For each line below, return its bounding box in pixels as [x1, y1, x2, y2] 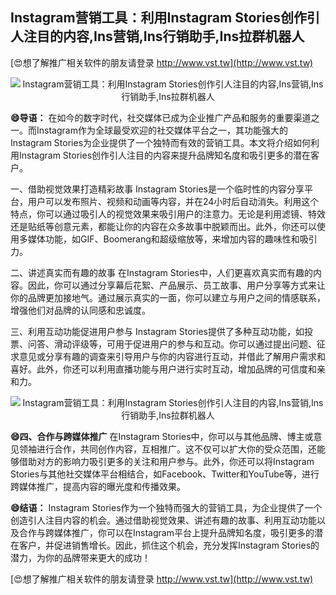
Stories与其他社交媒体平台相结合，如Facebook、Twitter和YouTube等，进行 [10, 468, 320, 480]
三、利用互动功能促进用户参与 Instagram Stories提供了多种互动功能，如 [10, 325, 305, 337]
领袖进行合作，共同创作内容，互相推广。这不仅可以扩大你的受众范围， [18, 443, 308, 455]
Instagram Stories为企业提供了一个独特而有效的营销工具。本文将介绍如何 [10, 136, 312, 148]
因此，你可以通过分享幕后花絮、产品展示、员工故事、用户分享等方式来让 [27, 279, 326, 291]
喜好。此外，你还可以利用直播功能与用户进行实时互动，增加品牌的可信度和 [10, 363, 317, 375]
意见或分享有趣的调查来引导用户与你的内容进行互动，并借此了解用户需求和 [18, 350, 326, 362]
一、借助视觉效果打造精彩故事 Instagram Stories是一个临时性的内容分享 [10, 183, 305, 195]
